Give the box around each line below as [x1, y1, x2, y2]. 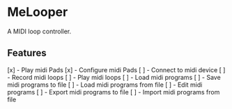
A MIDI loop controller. [7, 27, 72, 35]
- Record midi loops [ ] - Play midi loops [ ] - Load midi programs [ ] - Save [7, 73, 221, 81]
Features [7, 47, 47, 59]
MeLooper [7, 4, 68, 20]
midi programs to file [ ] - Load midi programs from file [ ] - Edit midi [7, 81, 203, 89]
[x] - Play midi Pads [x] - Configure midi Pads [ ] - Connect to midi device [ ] [7, 65, 226, 74]
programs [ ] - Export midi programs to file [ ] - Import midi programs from [7, 87, 220, 96]
